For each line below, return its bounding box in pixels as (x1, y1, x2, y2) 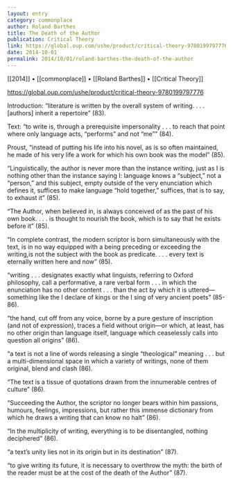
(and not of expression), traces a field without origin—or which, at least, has (7, 321, 224, 329)
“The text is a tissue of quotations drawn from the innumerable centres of (7, 377, 217, 386)
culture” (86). (7, 385, 46, 393)
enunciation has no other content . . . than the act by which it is (7, 286, 187, 294)
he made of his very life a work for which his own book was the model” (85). (7, 150, 225, 158)
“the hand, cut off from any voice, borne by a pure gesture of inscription (7, 313, 214, 322)
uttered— (188, 286, 216, 294)
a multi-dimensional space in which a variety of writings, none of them (7, 357, 209, 365)
